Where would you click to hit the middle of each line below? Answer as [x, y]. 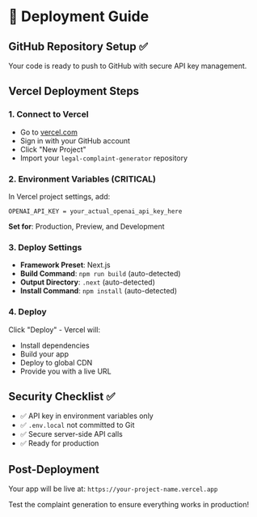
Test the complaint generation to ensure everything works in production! [128, 505]
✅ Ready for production [59, 443]
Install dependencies [55, 345]
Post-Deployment [54, 469]
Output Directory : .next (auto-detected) [88, 282]
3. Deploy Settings [45, 247]
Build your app [44, 354]
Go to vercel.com [49, 132]
